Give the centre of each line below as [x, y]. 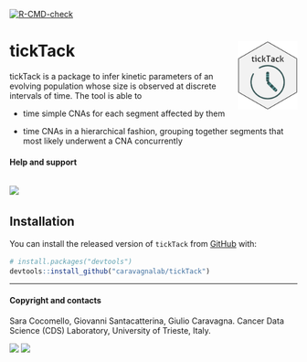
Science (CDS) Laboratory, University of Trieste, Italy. [111, 330]
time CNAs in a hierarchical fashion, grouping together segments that [153, 131]
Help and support [43, 162]
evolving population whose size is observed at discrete [113, 86]
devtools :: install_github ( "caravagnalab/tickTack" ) [110, 271]
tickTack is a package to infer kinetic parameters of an [111, 76]
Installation [42, 222]
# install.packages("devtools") [71, 261]
